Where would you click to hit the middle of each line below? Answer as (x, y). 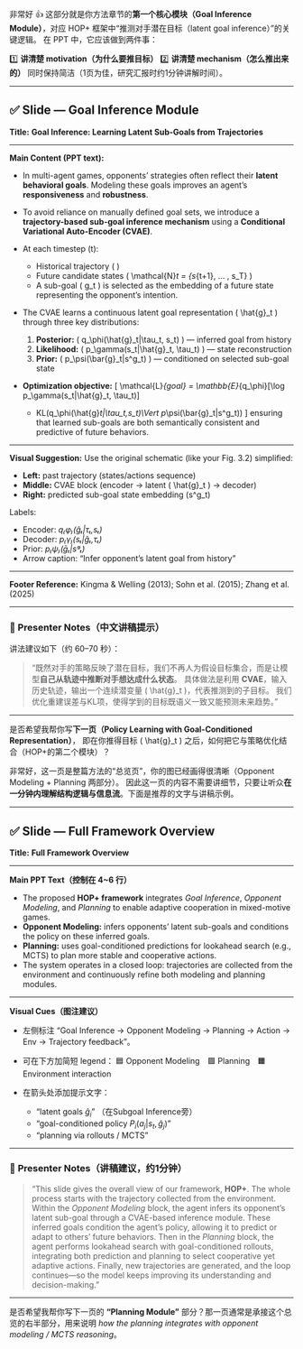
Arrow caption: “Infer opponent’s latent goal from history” (129, 558)
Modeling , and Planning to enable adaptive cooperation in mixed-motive (156, 907)
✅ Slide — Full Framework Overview (112, 831)
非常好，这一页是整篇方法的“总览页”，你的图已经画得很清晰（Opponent (142, 772)
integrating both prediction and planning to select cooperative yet (153, 1256)
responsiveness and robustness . (85, 194)
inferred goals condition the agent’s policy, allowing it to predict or (154, 1227)
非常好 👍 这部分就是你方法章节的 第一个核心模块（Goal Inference (131, 14)
